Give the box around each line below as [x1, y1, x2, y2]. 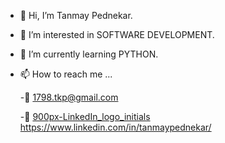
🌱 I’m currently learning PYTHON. [19, 48, 159, 60]
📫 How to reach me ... [19, 68, 113, 80]
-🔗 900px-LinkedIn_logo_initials [19, 111, 151, 122]
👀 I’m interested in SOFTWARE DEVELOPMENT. [19, 29, 215, 40]
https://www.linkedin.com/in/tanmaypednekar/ [19, 121, 212, 133]
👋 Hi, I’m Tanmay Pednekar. [19, 10, 133, 21]
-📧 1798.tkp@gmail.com [19, 91, 119, 103]
